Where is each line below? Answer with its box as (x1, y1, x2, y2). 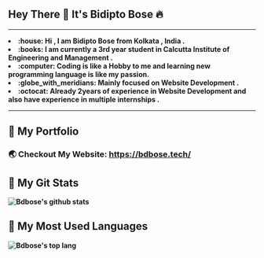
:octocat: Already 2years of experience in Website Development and (18, 86, 247, 95)
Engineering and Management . (8, 53, 113, 62)
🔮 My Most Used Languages (8, 219, 148, 233)
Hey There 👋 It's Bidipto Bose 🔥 (8, 8, 163, 21)
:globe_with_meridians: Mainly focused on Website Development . (18, 78, 240, 87)
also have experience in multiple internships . (8, 94, 159, 104)
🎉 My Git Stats (8, 176, 79, 190)
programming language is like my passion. (8, 69, 150, 79)
